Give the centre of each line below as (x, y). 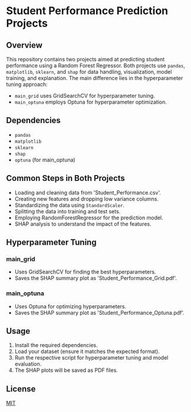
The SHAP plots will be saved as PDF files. (66, 370)
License (21, 389)
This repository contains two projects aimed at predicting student (85, 59)
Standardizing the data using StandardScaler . (70, 205)
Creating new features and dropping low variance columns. (87, 199)
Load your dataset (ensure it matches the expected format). (87, 351)
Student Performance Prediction (87, 11)
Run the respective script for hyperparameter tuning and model (91, 358)
